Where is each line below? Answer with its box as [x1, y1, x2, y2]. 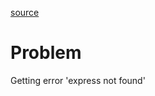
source [10, 7, 40, 18]
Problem [10, 42, 82, 64]
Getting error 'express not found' [10, 74, 146, 86]
